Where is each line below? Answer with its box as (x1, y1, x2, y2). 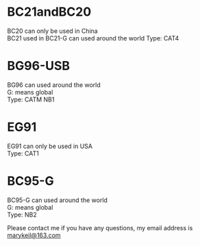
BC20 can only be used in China (7, 27, 98, 35)
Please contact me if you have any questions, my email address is (7, 223, 193, 232)
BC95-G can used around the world (7, 196, 108, 204)
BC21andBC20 (7, 4, 92, 20)
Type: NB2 (7, 210, 37, 219)
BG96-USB (7, 58, 71, 74)
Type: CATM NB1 (7, 95, 55, 103)
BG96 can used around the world (7, 80, 101, 89)
